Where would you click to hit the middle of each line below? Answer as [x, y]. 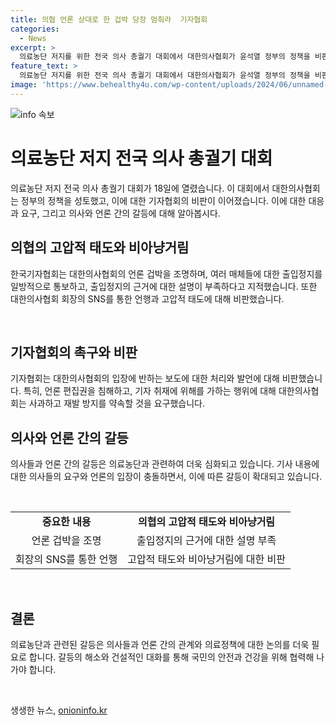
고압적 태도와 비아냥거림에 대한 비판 [206, 559]
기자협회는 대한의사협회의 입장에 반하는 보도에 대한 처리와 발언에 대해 [145, 378]
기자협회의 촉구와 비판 [74, 352]
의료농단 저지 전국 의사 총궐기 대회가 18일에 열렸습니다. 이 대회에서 [140, 188]
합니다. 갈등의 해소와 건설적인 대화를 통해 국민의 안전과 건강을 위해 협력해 [171, 657]
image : [24, 85]
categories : [35, 29]
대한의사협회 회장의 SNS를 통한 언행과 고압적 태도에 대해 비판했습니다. [147, 298]
